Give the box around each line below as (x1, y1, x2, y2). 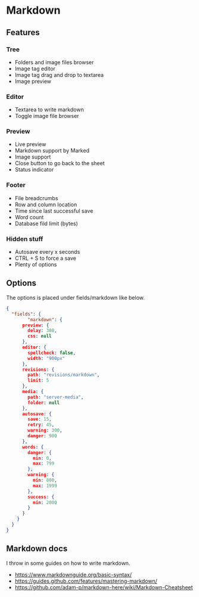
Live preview (14, 141, 46, 148)
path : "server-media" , (27, 394, 84, 400)
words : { (21, 444, 44, 450)
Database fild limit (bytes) (14, 220, 79, 227)
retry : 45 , (27, 422, 55, 428)
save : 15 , (27, 416, 52, 422)
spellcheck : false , (27, 350, 76, 356)
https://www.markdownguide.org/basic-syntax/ (14, 571, 132, 578)
